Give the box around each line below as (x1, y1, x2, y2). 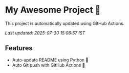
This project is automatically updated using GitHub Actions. (5, 20, 125, 26)
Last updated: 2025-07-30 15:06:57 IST (5, 30, 86, 36)
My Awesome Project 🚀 (5, 4, 101, 16)
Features (5, 44, 33, 53)
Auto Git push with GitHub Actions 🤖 (12, 62, 86, 68)
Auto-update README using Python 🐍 (12, 57, 89, 63)
